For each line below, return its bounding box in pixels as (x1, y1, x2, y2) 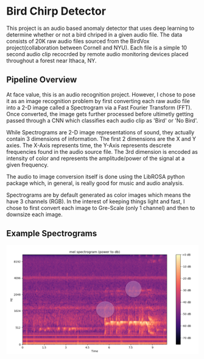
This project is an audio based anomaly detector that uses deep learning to (6, 24, 195, 32)
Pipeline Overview (6, 74, 77, 85)
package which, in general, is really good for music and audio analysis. (6, 179, 185, 187)
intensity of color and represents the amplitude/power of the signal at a (6, 154, 185, 162)
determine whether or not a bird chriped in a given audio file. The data (6, 31, 183, 38)
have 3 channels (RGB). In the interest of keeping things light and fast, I (6, 197, 185, 205)
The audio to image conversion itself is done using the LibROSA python (6, 173, 185, 180)
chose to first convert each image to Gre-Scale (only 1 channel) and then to (6, 204, 195, 211)
